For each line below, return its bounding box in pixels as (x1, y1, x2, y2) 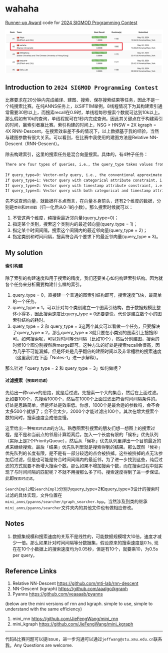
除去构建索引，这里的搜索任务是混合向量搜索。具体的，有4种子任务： (5, 151, 148, 158)
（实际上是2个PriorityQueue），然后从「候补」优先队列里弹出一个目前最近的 (5, 438, 161, 444)
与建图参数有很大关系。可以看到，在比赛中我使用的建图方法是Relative (5, 135, 148, 141)
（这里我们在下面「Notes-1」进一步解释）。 (12, 354, 101, 360)
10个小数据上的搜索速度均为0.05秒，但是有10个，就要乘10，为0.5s (21, 546, 158, 552)
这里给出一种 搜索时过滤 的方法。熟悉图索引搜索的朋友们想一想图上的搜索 (5, 425, 151, 431)
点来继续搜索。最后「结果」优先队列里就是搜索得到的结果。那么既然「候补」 (5, 444, 163, 450)
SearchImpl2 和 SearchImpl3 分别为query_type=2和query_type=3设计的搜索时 (5, 486, 160, 492)
